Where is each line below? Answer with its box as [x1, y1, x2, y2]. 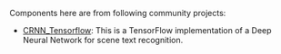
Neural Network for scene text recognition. [22, 35, 184, 45]
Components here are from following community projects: [9, 8, 226, 18]
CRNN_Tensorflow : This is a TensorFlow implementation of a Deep [22, 25, 272, 35]
